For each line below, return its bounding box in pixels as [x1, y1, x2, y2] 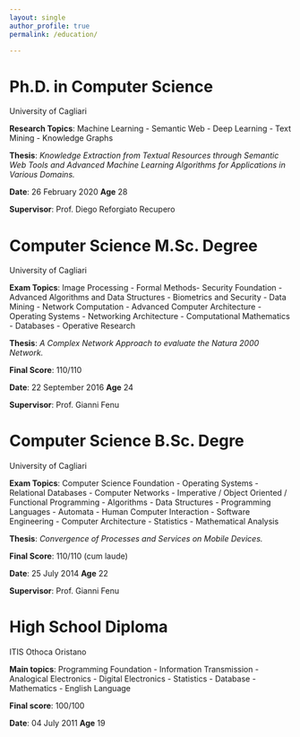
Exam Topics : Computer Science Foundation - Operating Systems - [9, 478, 260, 489]
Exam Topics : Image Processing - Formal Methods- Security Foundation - [9, 282, 283, 293]
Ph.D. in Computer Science [9, 76, 213, 97]
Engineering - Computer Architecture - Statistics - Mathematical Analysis [9, 516, 279, 527]
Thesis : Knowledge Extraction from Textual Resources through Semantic [9, 150, 279, 161]
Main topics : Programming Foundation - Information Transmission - [9, 664, 260, 675]
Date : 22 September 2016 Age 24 [9, 382, 134, 393]
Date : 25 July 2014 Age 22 [9, 568, 109, 579]
